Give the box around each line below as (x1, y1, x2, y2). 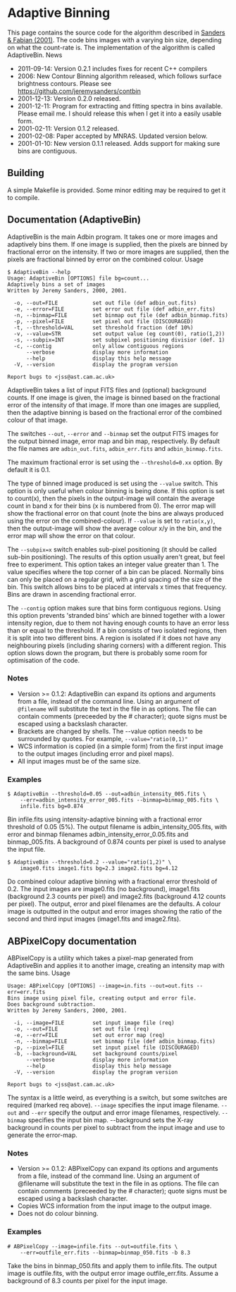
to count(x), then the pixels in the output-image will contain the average (7, 494, 215, 502)
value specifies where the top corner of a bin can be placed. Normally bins (7, 567, 224, 576)
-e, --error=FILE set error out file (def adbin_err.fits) (13, 305, 216, 313)
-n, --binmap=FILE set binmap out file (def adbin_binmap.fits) (13, 311, 229, 318)
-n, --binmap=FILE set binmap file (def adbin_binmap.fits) (13, 1038, 216, 1045)
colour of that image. (7, 416, 68, 424)
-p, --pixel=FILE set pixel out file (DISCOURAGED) (13, 318, 194, 325)
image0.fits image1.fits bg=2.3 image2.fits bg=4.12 (20, 865, 178, 872)
